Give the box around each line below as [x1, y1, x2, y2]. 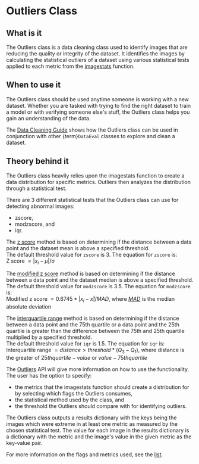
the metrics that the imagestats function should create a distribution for [14, 384, 189, 391]
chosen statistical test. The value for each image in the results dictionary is [6, 427, 189, 434]
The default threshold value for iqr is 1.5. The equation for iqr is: [6, 340, 165, 347]
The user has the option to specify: [6, 372, 92, 379]
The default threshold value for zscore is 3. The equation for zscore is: [6, 251, 178, 258]
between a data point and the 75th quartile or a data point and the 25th [6, 321, 179, 328]
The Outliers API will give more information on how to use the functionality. [6, 366, 189, 373]
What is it [6, 28, 42, 38]
